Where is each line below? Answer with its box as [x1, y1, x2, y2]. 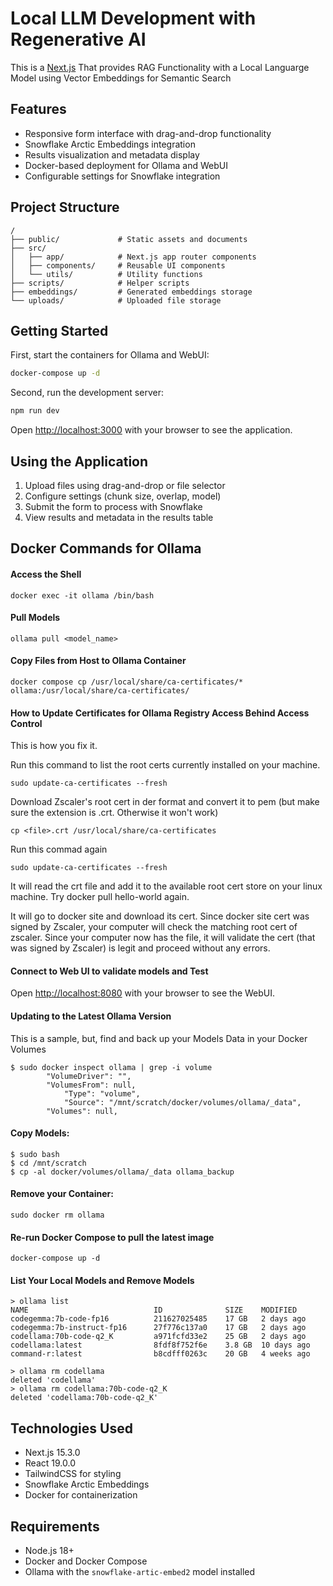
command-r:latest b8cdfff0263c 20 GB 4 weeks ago [10, 1349, 311, 1359]
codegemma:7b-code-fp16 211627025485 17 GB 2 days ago [10, 1314, 307, 1324]
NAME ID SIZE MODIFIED [10, 1305, 298, 1316]
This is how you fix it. [10, 740, 98, 752]
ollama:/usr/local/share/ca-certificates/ [10, 685, 190, 696]
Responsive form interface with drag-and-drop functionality [24, 127, 272, 139]
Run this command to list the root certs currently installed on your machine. [10, 759, 321, 771]
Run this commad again [10, 843, 108, 856]
